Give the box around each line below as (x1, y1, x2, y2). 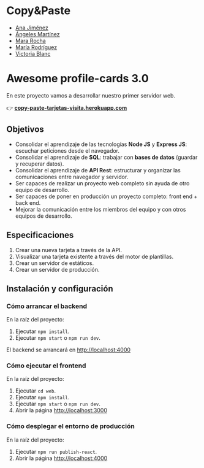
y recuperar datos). (15, 160, 64, 167)
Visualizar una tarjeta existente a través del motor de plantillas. (15, 253, 173, 260)
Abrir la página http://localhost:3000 (15, 407, 107, 414)
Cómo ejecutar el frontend (6, 361, 86, 370)
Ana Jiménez (15, 24, 49, 31)
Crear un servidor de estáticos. (15, 259, 94, 267)
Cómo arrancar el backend (6, 302, 88, 310)
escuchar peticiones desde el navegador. (15, 147, 120, 154)
